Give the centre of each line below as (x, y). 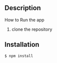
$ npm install (19, 56)
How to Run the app (25, 20)
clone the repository (32, 29)
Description (23, 8)
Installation (22, 45)
